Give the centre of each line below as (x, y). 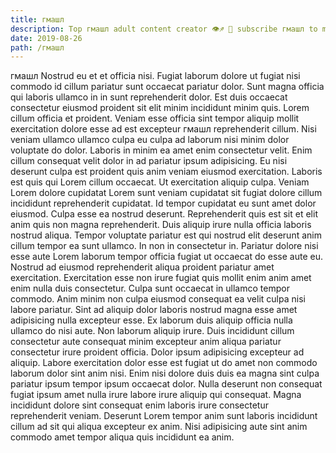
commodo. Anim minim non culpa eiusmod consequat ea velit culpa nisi (158, 299)
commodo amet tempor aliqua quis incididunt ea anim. (122, 437)
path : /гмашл (37, 47)
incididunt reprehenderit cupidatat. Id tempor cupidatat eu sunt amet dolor (163, 203)
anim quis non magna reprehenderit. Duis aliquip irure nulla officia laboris (161, 225)
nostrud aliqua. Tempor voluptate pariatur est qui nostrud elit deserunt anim (166, 235)
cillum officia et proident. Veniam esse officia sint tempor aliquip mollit (155, 118)
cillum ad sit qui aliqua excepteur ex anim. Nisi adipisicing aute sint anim (159, 427)
